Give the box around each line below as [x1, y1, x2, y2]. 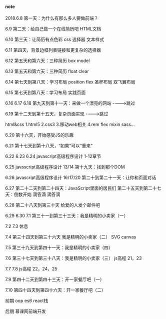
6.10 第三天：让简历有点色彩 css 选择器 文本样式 [5, 36, 104, 42]
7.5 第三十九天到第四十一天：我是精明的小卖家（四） [5, 244, 113, 250]
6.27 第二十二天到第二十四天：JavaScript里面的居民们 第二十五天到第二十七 [5, 185, 161, 191]
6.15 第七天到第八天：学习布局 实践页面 [5, 89, 86, 95]
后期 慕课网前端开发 [5, 308, 46, 314]
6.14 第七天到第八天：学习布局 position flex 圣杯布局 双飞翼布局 [5, 79, 135, 85]
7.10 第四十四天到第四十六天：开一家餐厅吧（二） [5, 287, 106, 293]
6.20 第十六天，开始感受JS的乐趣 [5, 132, 74, 138]
